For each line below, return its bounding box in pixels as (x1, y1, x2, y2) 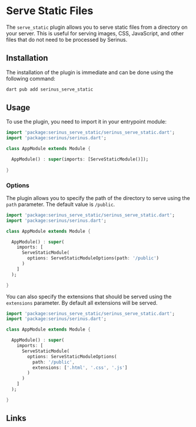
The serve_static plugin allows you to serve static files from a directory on (6, 24, 188, 31)
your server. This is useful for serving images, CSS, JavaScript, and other (6, 29, 184, 36)
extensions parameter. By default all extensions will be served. (6, 299, 158, 306)
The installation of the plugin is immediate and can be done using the (6, 69, 174, 76)
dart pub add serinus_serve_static (6, 86, 94, 92)
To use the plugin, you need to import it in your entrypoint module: (6, 118, 167, 125)
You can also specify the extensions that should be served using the (6, 293, 172, 300)
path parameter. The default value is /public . (6, 201, 115, 208)
